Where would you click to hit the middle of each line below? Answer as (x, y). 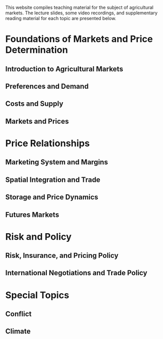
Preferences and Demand (47, 86)
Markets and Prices (37, 121)
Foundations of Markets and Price (79, 39)
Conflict (19, 314)
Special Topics (37, 295)
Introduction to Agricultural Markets (64, 69)
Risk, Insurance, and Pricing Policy (62, 256)
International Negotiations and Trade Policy (76, 273)
